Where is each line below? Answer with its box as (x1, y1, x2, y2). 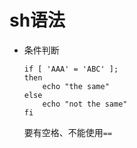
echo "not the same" (42, 99, 128, 109)
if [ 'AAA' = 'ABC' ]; (23, 64, 119, 74)
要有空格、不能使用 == (23, 126, 113, 138)
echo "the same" (42, 81, 110, 91)
